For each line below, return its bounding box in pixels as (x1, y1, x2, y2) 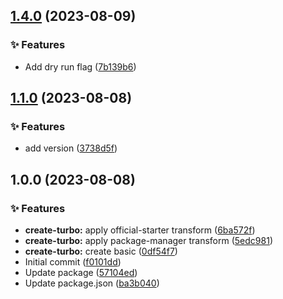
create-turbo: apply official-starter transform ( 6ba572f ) (24, 224, 256, 236)
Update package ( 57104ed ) (24, 267, 138, 279)
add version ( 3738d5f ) (24, 142, 118, 154)
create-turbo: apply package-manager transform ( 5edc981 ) (24, 235, 273, 247)
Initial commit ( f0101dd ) (24, 256, 122, 268)
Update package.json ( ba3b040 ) (24, 277, 160, 289)
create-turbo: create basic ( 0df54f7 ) (24, 245, 178, 258)
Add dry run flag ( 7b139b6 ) (24, 60, 137, 73)
